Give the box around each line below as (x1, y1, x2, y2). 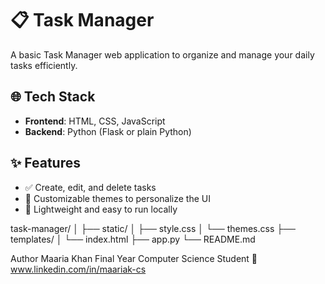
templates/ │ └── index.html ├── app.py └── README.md (10, 233, 256, 245)
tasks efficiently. (10, 59, 78, 71)
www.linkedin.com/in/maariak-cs (10, 263, 147, 275)
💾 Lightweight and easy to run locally (24, 203, 178, 215)
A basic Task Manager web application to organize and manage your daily (10, 48, 315, 61)
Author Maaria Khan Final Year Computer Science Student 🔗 (10, 252, 258, 264)
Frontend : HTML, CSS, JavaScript (24, 115, 166, 127)
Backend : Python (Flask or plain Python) (24, 125, 192, 137)
